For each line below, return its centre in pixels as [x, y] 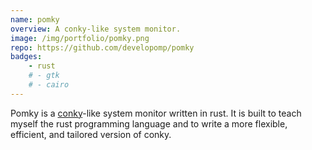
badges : [26, 57]
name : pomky [35, 19]
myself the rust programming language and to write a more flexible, [149, 123]
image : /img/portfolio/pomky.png [80, 38]
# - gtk [44, 76]
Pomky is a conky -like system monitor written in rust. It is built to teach [156, 113]
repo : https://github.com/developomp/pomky [102, 47]
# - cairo [49, 85]
